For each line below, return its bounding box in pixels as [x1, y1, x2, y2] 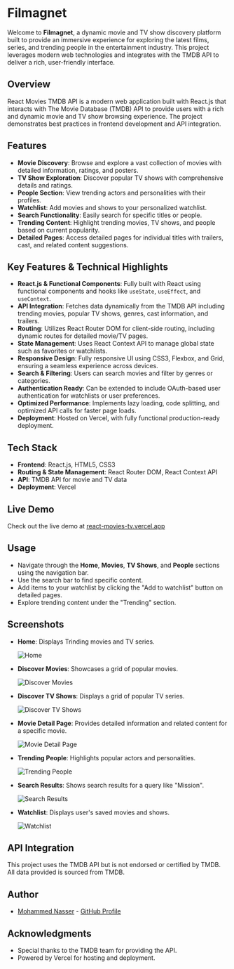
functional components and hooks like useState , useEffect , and [17, 287, 201, 296]
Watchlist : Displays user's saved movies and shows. [17, 808, 170, 817]
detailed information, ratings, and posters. [17, 166, 139, 174]
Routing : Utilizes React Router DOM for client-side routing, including [17, 325, 215, 333]
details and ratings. [17, 181, 74, 189]
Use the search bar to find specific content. [17, 575, 144, 584]
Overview [7, 79, 51, 91]
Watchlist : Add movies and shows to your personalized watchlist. [17, 203, 207, 212]
